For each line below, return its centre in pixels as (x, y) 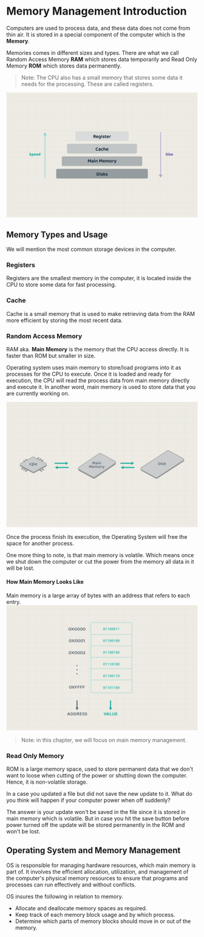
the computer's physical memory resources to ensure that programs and (97, 878)
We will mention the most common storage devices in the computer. (91, 249)
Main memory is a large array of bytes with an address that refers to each (98, 595)
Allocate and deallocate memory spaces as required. (81, 908)
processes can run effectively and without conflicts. (71, 885)
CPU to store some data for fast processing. (61, 285)
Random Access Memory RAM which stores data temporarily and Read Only (102, 59)
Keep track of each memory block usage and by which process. (95, 914)
